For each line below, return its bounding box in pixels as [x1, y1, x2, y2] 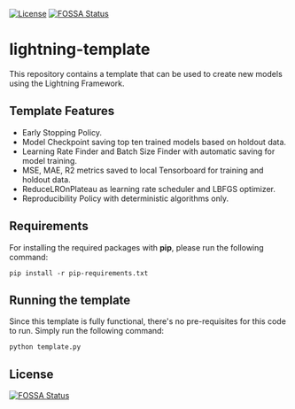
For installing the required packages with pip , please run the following [9, 242, 264, 252]
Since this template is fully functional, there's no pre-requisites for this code [9, 316, 286, 327]
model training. [21, 155, 78, 166]
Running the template [9, 292, 131, 307]
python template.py [9, 343, 82, 351]
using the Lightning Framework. [9, 78, 125, 89]
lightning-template [9, 40, 151, 59]
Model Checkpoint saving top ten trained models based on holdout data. [21, 136, 286, 147]
